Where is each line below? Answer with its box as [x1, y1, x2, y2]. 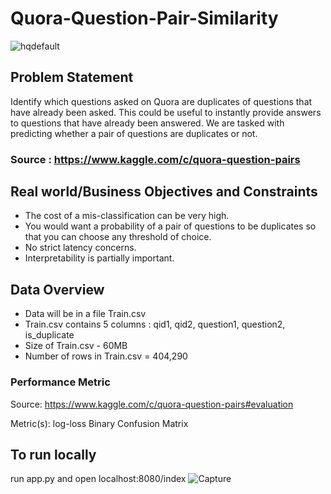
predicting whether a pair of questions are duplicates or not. [10, 127, 258, 139]
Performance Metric [10, 375, 111, 389]
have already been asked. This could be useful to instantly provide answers [10, 106, 322, 118]
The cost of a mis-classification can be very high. [24, 210, 230, 222]
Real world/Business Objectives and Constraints [10, 183, 318, 201]
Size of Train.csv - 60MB [24, 340, 128, 352]
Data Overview [10, 281, 105, 298]
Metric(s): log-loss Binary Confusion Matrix [10, 417, 189, 429]
